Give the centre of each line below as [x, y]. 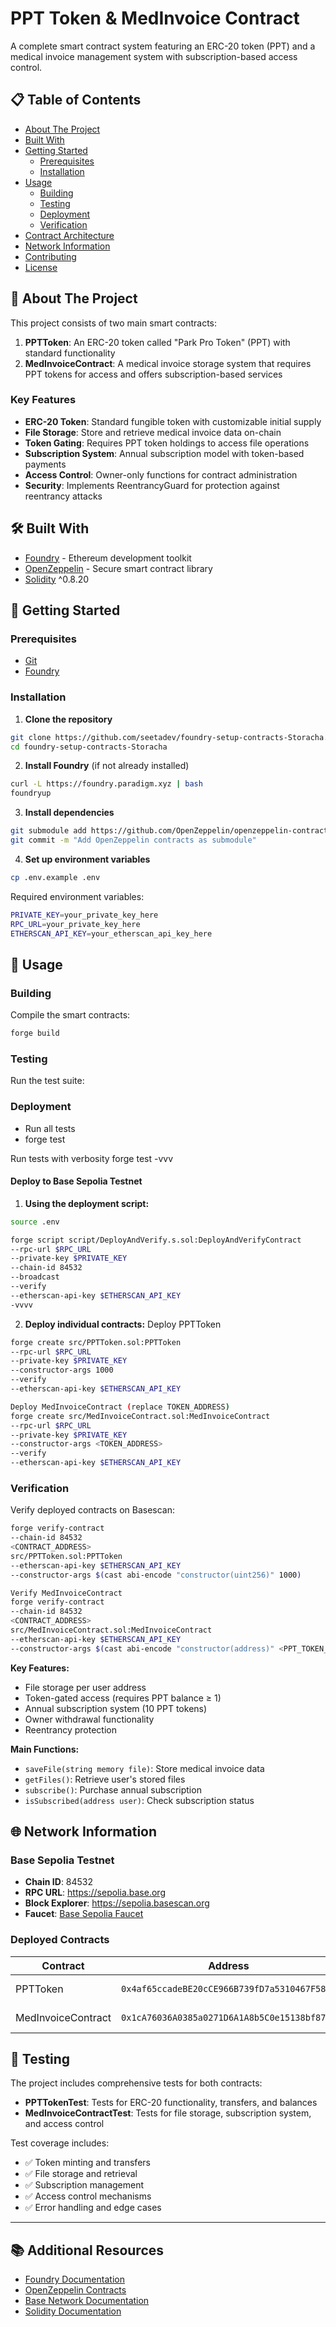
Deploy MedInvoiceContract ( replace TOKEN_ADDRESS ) [120, 1407]
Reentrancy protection [70, 1729]
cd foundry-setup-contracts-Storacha [89, 747]
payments [45, 464]
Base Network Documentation [87, 2301]
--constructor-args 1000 [62, 1370]
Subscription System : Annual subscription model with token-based [164, 453]
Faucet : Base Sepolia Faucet [84, 1914]
